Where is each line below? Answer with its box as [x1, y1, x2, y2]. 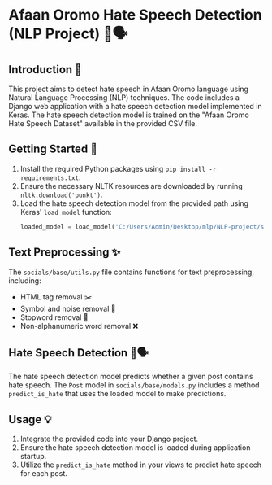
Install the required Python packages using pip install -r [19, 164, 217, 173]
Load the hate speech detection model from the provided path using [19, 198, 249, 208]
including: [8, 275, 42, 286]
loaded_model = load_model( [19, 222, 115, 231]
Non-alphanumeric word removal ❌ [19, 321, 139, 330]
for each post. [19, 469, 67, 478]
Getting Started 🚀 [8, 142, 98, 156]
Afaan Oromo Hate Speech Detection [8, 6, 262, 24]
